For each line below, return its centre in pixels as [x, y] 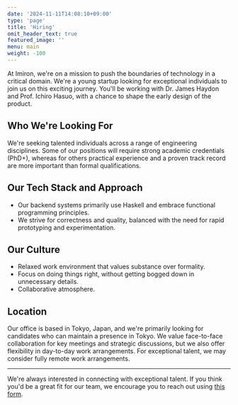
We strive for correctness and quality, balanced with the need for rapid [121, 219]
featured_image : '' [36, 40]
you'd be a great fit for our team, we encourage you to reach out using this [116, 387]
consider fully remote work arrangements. [69, 359]
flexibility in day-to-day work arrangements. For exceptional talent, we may [117, 351]
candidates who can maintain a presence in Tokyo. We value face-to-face [115, 336]
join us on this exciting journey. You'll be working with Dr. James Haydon [113, 89]
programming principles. [53, 212]
